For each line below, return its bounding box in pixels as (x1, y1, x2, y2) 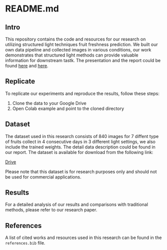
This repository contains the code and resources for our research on (5, 36, 146, 42)
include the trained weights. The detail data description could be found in (5, 143, 156, 150)
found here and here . (5, 63, 49, 68)
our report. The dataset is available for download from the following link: (5, 149, 154, 155)
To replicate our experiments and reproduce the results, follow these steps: (5, 90, 160, 96)
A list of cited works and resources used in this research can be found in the (5, 234, 162, 240)
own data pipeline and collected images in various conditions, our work (5, 47, 152, 52)
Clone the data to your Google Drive (12, 100, 87, 106)
